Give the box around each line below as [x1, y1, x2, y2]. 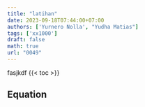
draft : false [7, 36, 45, 43]
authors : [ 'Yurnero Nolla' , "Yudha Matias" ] [7, 23, 139, 30]
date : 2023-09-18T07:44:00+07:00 [7, 17, 105, 24]
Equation [7, 89, 47, 101]
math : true [7, 43, 39, 50]
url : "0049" [7, 50, 42, 57]
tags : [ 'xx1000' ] [7, 29, 58, 37]
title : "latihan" [7, 10, 58, 17]
